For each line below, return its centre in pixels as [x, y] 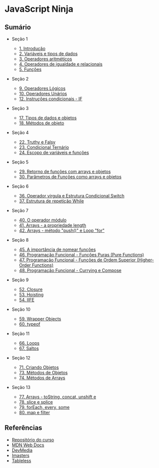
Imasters [21, 455]
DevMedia [22, 450]
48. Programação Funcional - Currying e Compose [70, 270]
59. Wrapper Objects [40, 319]
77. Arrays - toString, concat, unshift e [57, 397]
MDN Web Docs [28, 445]
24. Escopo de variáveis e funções [54, 152]
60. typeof [29, 324]
